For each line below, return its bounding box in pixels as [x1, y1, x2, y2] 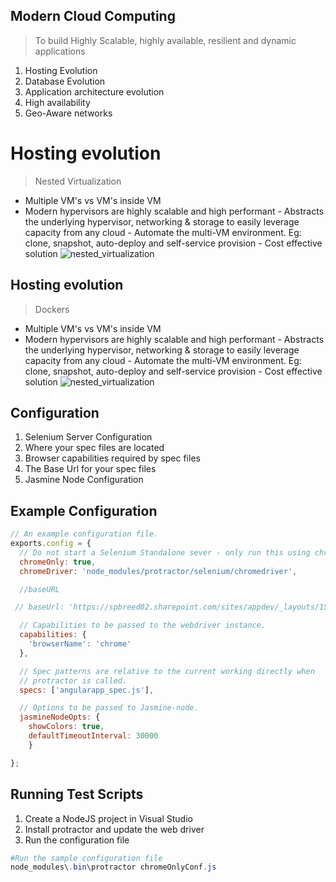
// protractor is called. [19, 675, 128, 686]
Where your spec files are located [24, 442, 165, 454]
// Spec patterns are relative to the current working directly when [19, 666, 315, 676]
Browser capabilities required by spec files [24, 452, 201, 464]
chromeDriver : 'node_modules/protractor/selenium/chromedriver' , [19, 566, 298, 576]
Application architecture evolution [24, 85, 165, 98]
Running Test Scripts [10, 786, 144, 803]
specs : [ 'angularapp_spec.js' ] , [19, 685, 155, 695]
